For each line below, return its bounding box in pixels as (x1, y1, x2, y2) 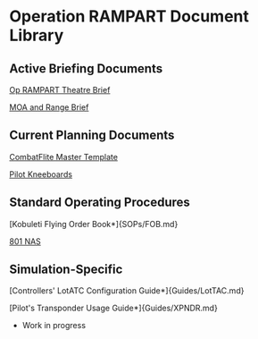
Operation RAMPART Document (9, 6, 250, 27)
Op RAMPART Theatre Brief (9, 85, 111, 95)
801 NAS (9, 235, 42, 247)
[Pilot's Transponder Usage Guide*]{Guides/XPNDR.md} (9, 302, 219, 314)
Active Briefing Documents (9, 61, 163, 76)
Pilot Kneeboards (9, 168, 73, 180)
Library (9, 25, 64, 46)
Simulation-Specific (9, 262, 123, 277)
